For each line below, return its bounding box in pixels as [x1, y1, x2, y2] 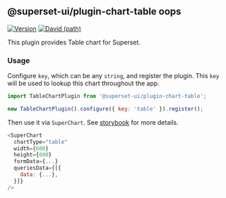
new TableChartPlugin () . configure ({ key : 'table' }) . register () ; [7, 105, 204, 112]
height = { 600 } [13, 151, 52, 159]
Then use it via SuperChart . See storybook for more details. [7, 118, 179, 126]
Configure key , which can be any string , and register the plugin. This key [7, 72, 220, 80]
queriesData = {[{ [13, 165, 61, 172]
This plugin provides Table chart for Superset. [7, 38, 141, 47]
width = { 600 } [13, 144, 49, 152]
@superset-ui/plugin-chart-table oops [7, 6, 182, 18]
